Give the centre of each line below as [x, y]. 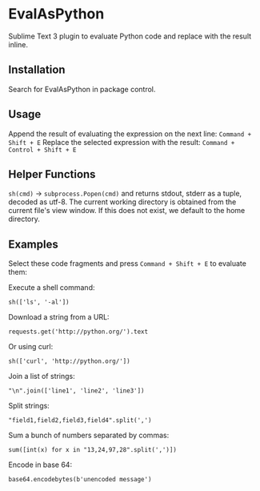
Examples [33, 244]
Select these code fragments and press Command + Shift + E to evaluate [127, 264]
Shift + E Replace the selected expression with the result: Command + [122, 142]
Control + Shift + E [43, 150]
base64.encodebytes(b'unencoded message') [80, 480]
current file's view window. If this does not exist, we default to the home [127, 211]
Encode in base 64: [40, 465]
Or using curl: [31, 347]
